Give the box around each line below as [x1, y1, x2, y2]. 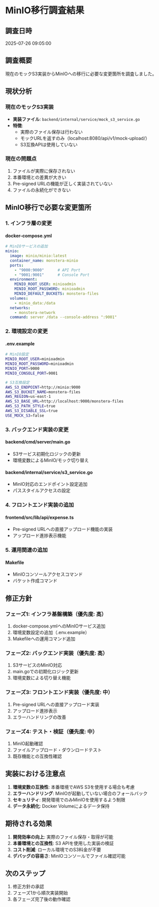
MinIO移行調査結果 [5, 5, 85, 16]
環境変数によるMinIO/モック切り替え [12, 457, 89, 463]
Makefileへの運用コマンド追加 [12, 636, 75, 642]
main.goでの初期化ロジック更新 [12, 669, 79, 675]
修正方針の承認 [12, 884, 44, 890]
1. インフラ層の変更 [5, 220, 52, 227]
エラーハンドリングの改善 [12, 714, 67, 720]
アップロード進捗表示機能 [12, 533, 67, 539]
